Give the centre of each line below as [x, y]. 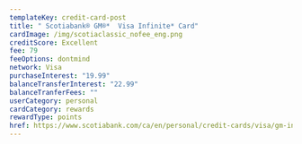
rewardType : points [46, 117]
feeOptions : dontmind [50, 59]
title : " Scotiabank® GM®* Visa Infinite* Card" [104, 26]
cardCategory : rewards [52, 109]
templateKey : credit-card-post [68, 17]
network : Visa [36, 68]
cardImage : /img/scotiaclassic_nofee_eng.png [96, 34]
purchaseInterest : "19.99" [60, 76]
